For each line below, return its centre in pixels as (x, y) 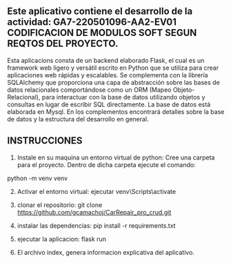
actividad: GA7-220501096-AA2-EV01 (92, 22)
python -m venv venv (37, 178)
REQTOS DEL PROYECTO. (63, 44)
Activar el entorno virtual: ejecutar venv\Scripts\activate (97, 191)
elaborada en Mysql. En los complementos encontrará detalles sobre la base (116, 111)
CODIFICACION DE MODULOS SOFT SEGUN (102, 33)
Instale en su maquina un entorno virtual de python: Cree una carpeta (116, 157)
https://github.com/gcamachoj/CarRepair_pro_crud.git (94, 212)
